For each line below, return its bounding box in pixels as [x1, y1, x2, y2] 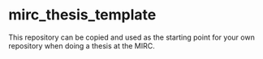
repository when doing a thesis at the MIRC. [8, 40, 156, 50]
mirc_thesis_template [8, 6, 157, 24]
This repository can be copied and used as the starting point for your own [8, 32, 256, 42]
